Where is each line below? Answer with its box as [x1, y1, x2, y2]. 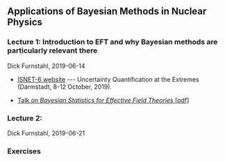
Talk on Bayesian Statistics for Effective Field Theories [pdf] [17, 96, 190, 104]
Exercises [7, 146, 42, 155]
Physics [7, 17, 43, 28]
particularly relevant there [7, 46, 98, 56]
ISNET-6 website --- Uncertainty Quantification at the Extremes [17, 75, 199, 83]
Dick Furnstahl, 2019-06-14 [7, 62, 85, 70]
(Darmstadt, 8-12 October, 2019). [17, 83, 112, 91]
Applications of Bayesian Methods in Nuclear [7, 6, 207, 17]
